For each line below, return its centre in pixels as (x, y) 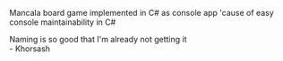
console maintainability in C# (63, 22)
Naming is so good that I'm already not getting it (98, 39)
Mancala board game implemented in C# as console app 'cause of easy (142, 13)
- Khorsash (30, 49)
